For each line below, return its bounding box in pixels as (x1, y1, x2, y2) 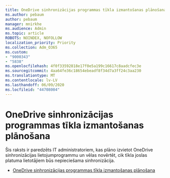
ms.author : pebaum (5, 12, 44, 17)
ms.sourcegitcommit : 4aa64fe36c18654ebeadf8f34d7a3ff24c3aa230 (5, 69, 142, 74)
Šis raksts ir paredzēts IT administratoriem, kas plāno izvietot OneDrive (5, 147, 153, 153)
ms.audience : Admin (5, 26, 47, 31)
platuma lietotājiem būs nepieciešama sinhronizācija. (5, 157, 115, 164)
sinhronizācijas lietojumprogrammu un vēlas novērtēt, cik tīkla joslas (5, 152, 148, 158)
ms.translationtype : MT (5, 73, 56, 78)
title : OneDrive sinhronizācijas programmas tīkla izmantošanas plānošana (5, 7, 166, 13)
